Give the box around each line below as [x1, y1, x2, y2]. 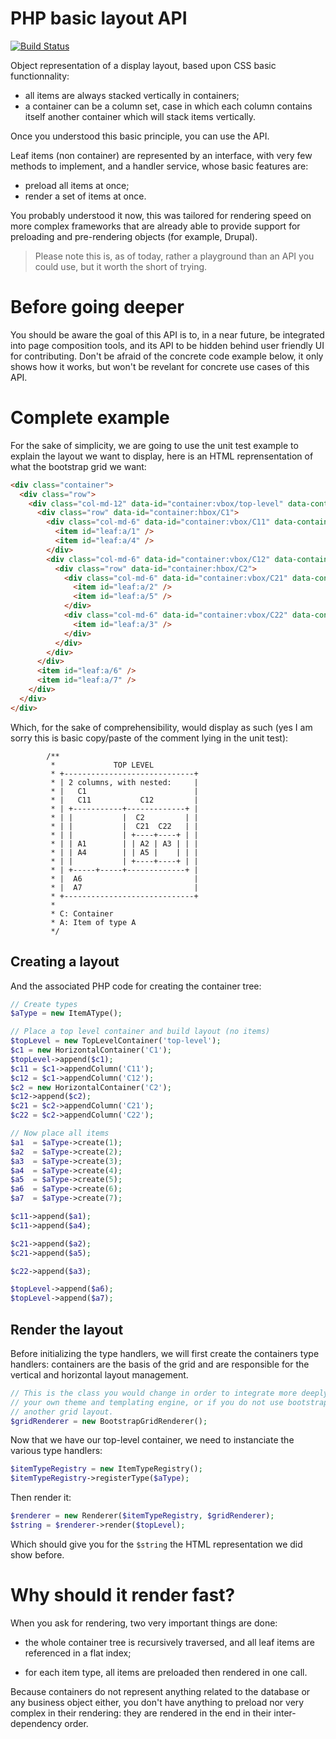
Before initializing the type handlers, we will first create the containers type [10, 1347, 320, 1359]
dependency [10, 1717, 63, 1729]
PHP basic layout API [10, 7, 188, 30]
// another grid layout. [10, 1407, 114, 1417]
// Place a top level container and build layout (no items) [10, 1027, 271, 1037]
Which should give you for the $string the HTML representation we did [10, 1538, 303, 1550]
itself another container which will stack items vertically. [24, 110, 257, 122]
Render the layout [10, 1321, 124, 1338]
